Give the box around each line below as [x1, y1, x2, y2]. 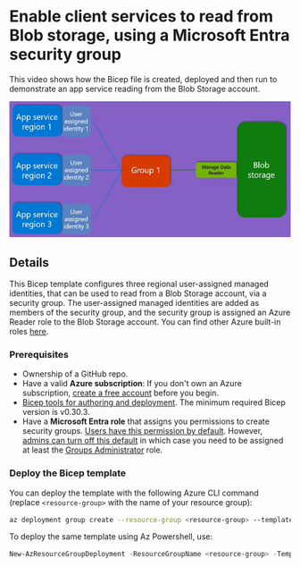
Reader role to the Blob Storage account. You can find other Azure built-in [9, 316, 281, 327]
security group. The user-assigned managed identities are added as [9, 297, 260, 308]
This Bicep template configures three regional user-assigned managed [9, 278, 270, 289]
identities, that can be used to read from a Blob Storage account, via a [9, 288, 267, 299]
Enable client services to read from [9, 6, 274, 27]
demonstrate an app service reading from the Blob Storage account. [9, 83, 261, 94]
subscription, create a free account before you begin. [21, 387, 220, 399]
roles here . [9, 326, 49, 336]
